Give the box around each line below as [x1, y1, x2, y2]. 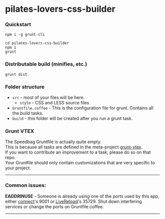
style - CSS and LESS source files [19, 100, 89, 106]
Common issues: [5, 182, 47, 189]
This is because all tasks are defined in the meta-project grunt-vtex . [5, 144, 143, 150]
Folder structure [5, 83, 45, 90]
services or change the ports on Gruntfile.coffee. [5, 203, 104, 210]
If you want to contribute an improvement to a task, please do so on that [5, 149, 151, 156]
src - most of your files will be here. [12, 94, 85, 100]
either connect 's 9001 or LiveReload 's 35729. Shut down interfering [5, 198, 142, 204]
